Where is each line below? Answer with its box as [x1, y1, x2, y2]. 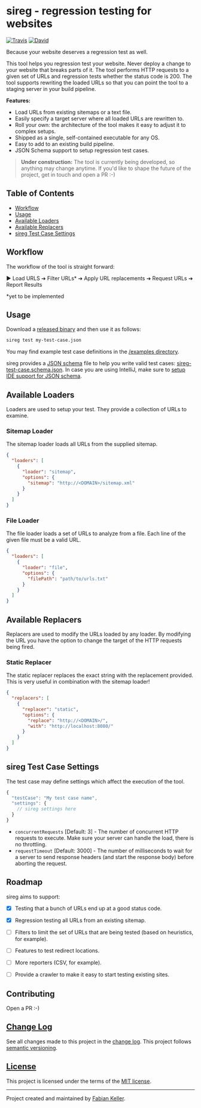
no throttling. [14, 840, 47, 848]
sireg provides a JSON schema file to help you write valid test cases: [6, 360, 176, 367]
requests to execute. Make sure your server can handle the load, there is [14, 834, 194, 842]
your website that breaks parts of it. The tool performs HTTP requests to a [6, 66, 189, 73]
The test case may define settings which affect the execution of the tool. [6, 778, 185, 785]
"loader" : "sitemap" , [22, 469, 77, 475]
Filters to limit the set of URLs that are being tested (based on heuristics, [14, 928, 194, 936]
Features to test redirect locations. [14, 947, 100, 954]
